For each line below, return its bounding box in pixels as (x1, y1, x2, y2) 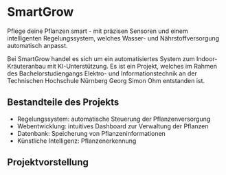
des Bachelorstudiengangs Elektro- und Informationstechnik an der (7, 69, 198, 78)
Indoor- (196, 54, 218, 62)
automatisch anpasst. (7, 41, 68, 49)
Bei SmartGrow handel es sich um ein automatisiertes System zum (7, 54, 195, 62)
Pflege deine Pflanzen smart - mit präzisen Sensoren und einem (7, 27, 188, 35)
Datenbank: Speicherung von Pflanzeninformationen (16, 129, 166, 137)
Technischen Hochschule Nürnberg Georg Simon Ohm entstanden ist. (7, 76, 205, 84)
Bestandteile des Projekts (7, 97, 120, 108)
